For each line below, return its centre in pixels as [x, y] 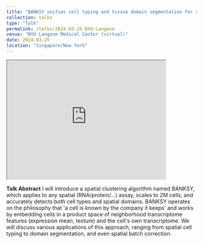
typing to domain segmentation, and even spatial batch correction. [89, 233]
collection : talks [29, 18]
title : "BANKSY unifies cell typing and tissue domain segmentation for [100, 12]
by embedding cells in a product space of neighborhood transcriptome [94, 214]
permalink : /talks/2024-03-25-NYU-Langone [60, 29]
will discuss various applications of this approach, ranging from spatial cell [99, 227]
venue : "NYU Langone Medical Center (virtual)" [67, 34]
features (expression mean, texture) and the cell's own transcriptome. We [98, 221]
